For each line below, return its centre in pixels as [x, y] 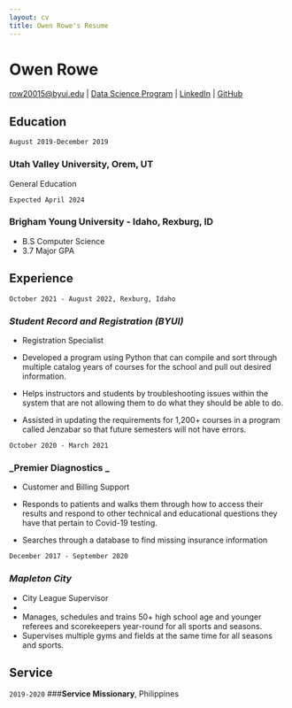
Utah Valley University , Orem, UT [81, 165]
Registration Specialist [63, 340]
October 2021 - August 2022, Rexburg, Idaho [92, 299]
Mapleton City [41, 579]
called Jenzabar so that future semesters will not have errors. [134, 429]
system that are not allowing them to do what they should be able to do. [153, 403]
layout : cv [29, 17]
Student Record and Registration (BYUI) [96, 321]
